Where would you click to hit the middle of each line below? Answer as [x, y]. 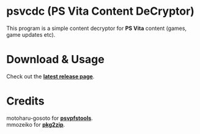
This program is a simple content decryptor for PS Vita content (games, [97, 28]
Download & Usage [56, 60]
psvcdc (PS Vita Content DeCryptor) [100, 11]
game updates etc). [31, 34]
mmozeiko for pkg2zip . [36, 124]
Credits [25, 101]
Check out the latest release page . [50, 76]
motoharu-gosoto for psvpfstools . [50, 118]
